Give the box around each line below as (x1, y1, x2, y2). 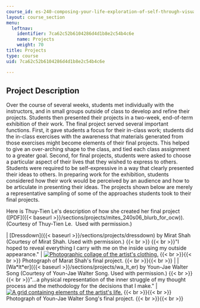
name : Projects (17, 36, 55, 42)
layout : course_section (6, 14, 65, 20)
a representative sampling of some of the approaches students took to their (6, 190, 192, 197)
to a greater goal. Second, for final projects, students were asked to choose (6, 152, 192, 159)
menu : (6, 20, 20, 26)
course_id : (6, 8, 33, 15)
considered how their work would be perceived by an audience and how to (6, 177, 190, 184)
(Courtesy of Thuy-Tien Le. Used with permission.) (6, 221, 132, 228)
